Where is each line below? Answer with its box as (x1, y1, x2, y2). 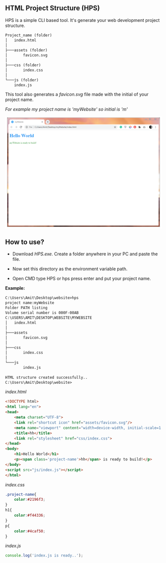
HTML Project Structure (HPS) (5, 4, 100, 12)
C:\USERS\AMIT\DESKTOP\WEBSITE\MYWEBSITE (5, 316, 92, 321)
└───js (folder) (5, 77, 39, 83)
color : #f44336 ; (14, 513, 46, 518)
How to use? (5, 237, 45, 246)
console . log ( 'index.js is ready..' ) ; (5, 553, 83, 558)
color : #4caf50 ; (14, 529, 46, 534)
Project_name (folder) (5, 32, 52, 38)
